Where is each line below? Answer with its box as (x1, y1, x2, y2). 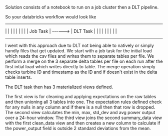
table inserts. (5, 74, 32, 80)
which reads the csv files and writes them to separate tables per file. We (5, 53, 154, 59)
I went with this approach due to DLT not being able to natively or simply (5, 42, 154, 48)
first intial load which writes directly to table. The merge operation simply (5, 64, 156, 69)
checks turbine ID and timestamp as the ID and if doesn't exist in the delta (5, 69, 157, 75)
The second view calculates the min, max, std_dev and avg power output (5, 110, 155, 115)
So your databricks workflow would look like (5, 14, 96, 19)
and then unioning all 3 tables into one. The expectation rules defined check (5, 99, 162, 105)
